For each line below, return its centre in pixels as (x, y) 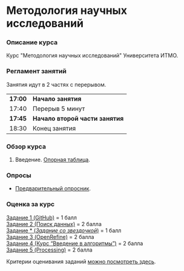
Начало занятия (57, 99)
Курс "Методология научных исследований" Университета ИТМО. (92, 56)
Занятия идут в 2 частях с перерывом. (56, 84)
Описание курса (32, 42)
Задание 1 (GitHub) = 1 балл (42, 217)
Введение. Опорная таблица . (53, 160)
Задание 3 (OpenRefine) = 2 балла (50, 236)
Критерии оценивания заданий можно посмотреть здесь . (81, 261)
